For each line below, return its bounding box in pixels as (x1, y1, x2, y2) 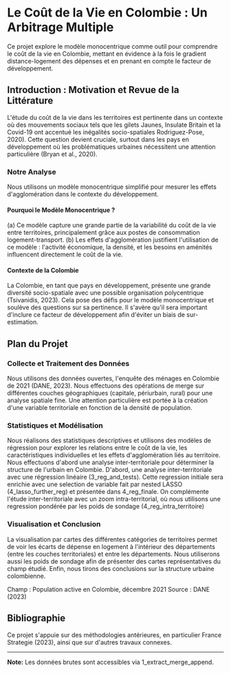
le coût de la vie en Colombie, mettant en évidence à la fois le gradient (7, 50, 207, 58)
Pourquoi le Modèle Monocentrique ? (7, 205, 115, 214)
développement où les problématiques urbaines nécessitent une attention (7, 143, 216, 151)
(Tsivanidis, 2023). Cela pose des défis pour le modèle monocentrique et (7, 296, 214, 304)
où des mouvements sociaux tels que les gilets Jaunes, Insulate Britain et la (7, 121, 221, 129)
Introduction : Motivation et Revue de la (7, 84, 179, 96)
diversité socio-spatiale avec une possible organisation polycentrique (7, 289, 204, 297)
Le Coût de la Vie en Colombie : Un (7, 5, 208, 21)
